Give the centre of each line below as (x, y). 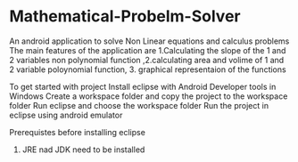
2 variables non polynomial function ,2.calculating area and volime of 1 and (147, 60)
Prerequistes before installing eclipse (77, 132)
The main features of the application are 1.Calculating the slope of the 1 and (148, 50)
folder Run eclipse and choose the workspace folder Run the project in (139, 105)
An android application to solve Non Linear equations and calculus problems (149, 41)
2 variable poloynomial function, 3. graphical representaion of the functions (148, 69)
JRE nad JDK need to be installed (83, 150)
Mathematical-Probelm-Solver (125, 16)
